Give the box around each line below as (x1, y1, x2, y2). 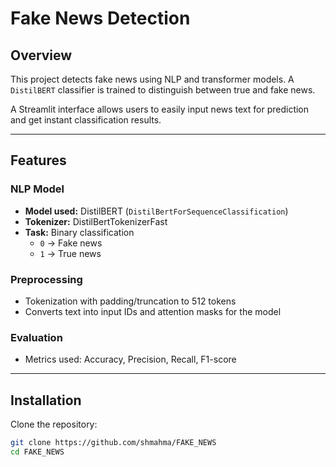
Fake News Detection (10, 7, 191, 30)
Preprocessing (10, 272, 83, 286)
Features (10, 152, 67, 169)
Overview (10, 47, 73, 64)
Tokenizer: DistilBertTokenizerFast (24, 215, 168, 227)
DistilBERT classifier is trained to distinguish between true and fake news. (10, 84, 316, 96)
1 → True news (39, 247, 102, 259)
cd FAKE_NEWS (10, 447, 65, 457)
